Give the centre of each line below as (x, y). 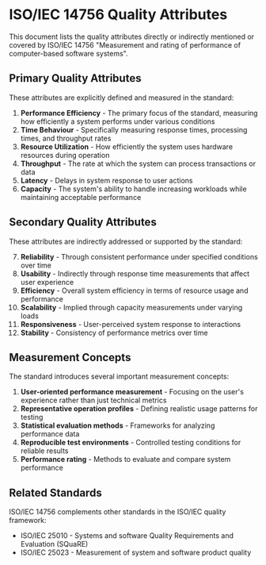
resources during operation (65, 155)
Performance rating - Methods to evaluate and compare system (125, 459)
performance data (50, 434)
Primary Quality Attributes (75, 78)
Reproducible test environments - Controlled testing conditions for (131, 443)
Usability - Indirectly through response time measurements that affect (135, 273)
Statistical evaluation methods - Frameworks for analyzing (118, 425)
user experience (47, 282)
